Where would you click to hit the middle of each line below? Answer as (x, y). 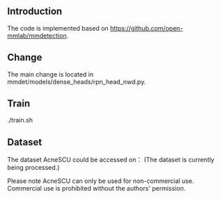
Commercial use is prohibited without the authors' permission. (97, 189)
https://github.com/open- (147, 28)
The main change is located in (51, 74)
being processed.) (33, 168)
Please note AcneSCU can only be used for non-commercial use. (101, 181)
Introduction (35, 11)
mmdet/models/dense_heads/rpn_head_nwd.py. (77, 81)
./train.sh (20, 120)
